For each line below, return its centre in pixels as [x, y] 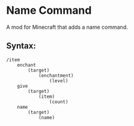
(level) [59, 81]
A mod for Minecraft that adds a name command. [67, 27]
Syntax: [21, 46]
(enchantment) [56, 76]
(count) [59, 102]
